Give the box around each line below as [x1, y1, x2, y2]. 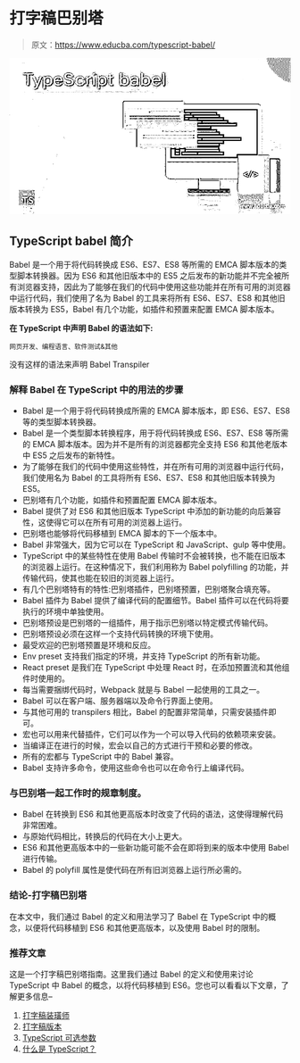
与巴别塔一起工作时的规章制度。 [9, 786, 147, 799]
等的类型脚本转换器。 [21, 417, 101, 428]
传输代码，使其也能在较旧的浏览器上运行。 [21, 573, 179, 584]
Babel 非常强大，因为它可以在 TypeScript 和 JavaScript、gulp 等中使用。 [21, 539, 291, 550]
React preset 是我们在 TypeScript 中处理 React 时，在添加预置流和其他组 [21, 662, 290, 673]
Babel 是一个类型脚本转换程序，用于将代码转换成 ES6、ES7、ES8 [21, 428, 263, 438]
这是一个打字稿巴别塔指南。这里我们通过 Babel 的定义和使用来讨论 [9, 968, 254, 979]
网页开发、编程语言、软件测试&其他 [9, 342, 119, 351]
